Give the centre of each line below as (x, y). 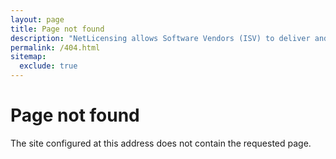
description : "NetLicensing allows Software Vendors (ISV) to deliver (160, 38)
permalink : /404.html (55, 47)
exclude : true (48, 66)
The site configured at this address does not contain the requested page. (161, 143)
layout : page (37, 19)
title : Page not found (57, 29)
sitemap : (28, 57)
